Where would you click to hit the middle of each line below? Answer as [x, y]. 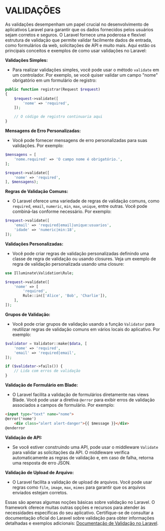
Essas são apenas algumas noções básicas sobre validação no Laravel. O [80, 502]
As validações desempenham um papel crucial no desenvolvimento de [77, 24]
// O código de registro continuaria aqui [58, 117]
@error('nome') [21, 419]
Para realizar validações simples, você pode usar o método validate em [86, 70]
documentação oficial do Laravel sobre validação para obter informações [80, 518]
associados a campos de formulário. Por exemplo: [63, 405]
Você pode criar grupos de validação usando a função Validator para [83, 324]
